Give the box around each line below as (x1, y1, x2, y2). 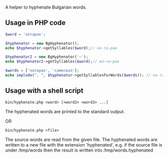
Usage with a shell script (5, 87, 83, 95)
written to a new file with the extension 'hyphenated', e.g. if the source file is (5, 142, 162, 148)
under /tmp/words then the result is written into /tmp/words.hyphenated (5, 147, 153, 153)
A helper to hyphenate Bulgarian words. (5, 4, 87, 10)
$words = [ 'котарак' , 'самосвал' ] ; (5, 68, 79, 73)
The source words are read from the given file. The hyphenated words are (5, 137, 157, 143)
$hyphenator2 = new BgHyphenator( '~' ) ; (5, 54, 88, 59)
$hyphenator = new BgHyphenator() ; (5, 41, 79, 46)
